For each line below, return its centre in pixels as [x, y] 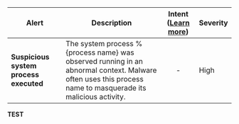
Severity [213, 23]
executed [27, 83]
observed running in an [104, 61]
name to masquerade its [106, 88]
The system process [99, 44]
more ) [179, 32]
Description [112, 23]
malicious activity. [95, 97]
